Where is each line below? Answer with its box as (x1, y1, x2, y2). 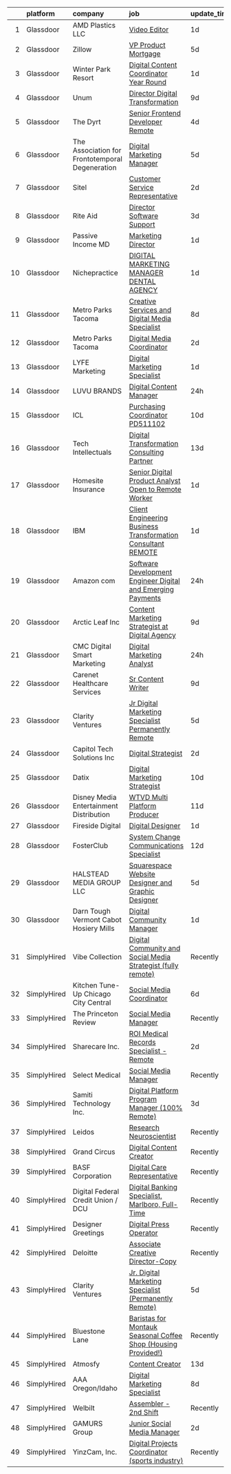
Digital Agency (129, 631, 177, 640)
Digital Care (129, 1163, 167, 1172)
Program (129, 1094, 157, 1103)
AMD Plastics (72, 21, 115, 30)
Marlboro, (129, 1200, 161, 1209)
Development (129, 567, 173, 577)
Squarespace (129, 861, 172, 870)
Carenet (72, 670, 99, 679)
